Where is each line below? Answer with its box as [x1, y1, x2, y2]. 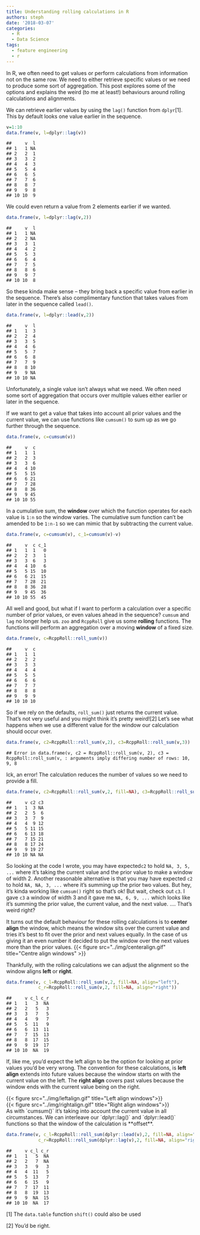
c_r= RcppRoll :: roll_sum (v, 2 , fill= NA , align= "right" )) [37, 985, 177, 991]
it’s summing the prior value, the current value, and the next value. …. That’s [6, 900, 192, 907]
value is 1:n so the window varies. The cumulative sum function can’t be [6, 514, 183, 520]
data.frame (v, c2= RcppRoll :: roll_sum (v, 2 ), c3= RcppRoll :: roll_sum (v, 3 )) [6, 739, 190, 745]
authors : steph [6, 14, 44, 20]
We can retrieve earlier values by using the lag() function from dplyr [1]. [6, 106, 183, 113]
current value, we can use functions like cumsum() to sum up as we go [6, 416, 177, 423]
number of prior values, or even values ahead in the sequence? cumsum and [6, 611, 189, 618]
